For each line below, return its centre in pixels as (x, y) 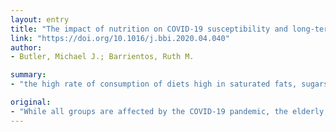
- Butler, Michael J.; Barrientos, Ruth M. (102, 57)
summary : (28, 75)
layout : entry (40, 19)
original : (31, 102)
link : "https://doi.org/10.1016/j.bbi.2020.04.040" (120, 38)
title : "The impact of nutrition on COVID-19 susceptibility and (149, 29)
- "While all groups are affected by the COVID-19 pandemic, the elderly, (169, 111)
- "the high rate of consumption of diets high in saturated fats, (154, 84)
